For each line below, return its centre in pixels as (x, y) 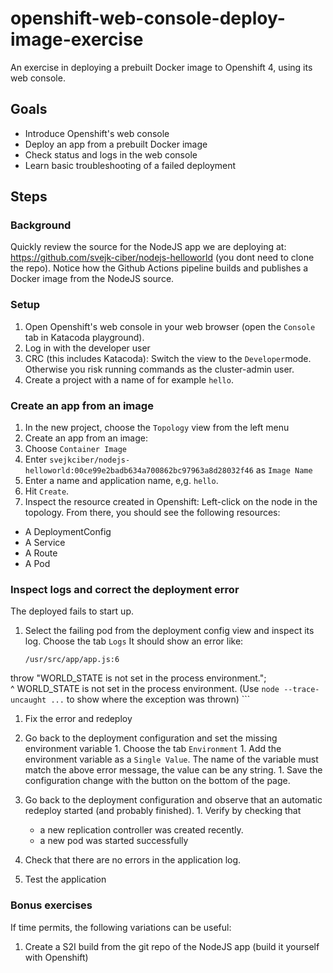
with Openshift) (56, 957)
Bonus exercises (51, 905)
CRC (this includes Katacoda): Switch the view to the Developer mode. (168, 358)
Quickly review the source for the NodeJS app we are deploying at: (148, 247)
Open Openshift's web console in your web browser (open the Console (170, 326)
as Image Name (284, 470)
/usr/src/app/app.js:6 (72, 660)
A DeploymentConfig (68, 532)
